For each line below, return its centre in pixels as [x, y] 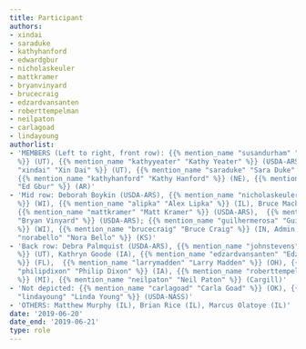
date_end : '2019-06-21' [55, 322]
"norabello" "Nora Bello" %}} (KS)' [87, 237]
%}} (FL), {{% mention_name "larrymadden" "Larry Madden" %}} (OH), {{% [160, 263]
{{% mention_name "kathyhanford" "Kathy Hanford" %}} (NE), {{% [142, 178]
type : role [30, 331]
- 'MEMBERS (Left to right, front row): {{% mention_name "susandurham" [150, 153]
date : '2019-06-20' [46, 314]
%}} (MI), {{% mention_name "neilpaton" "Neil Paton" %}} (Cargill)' [152, 280]
